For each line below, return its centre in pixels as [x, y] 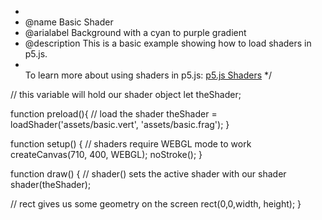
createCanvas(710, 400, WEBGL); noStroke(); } [106, 154]
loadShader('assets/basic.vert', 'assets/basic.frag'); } [120, 124]
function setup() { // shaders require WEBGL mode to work [131, 144]
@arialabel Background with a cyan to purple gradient [135, 32]
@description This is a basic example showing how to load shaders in [168, 43]
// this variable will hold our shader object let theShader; [126, 94]
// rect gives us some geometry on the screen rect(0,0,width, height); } [156, 204]
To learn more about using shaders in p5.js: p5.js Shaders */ [148, 75]
